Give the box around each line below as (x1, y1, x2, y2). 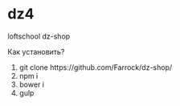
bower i (18, 79, 45, 89)
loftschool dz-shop (7, 31, 71, 41)
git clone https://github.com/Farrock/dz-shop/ (18, 62, 173, 72)
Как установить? (7, 47, 65, 56)
